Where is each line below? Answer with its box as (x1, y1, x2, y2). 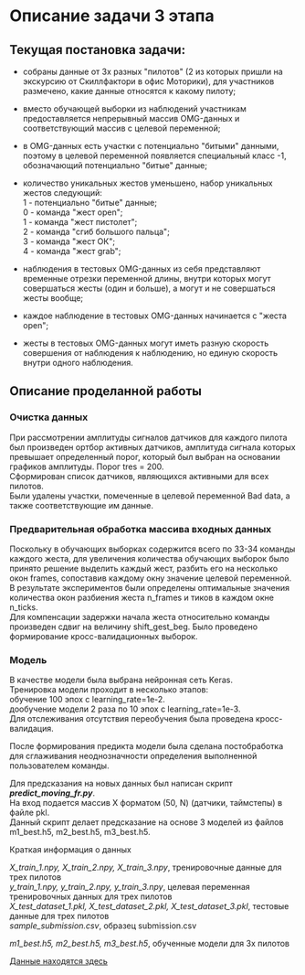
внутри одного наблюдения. (22, 358, 134, 368)
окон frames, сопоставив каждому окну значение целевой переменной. (9, 573, 292, 584)
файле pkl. (9, 807, 50, 819)
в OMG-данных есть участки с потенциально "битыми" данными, (22, 141, 279, 151)
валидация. (9, 723, 54, 734)
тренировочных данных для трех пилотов (9, 891, 173, 902)
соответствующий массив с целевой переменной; (22, 123, 221, 134)
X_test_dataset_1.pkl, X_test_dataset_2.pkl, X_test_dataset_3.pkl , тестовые (9, 901, 289, 912)
